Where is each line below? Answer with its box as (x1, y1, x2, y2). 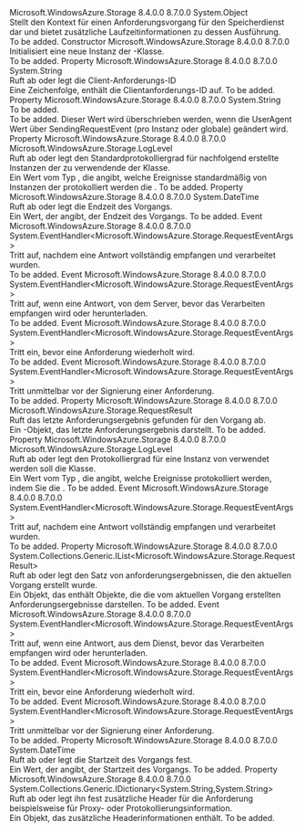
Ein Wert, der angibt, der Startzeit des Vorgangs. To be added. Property (9, 764, 278, 774)
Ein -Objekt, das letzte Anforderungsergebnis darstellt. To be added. (9, 425, 266, 435)
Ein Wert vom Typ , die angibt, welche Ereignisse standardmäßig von (9, 172, 267, 183)
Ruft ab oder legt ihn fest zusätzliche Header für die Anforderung (9, 793, 253, 804)
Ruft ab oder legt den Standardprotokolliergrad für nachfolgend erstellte (9, 153, 280, 163)
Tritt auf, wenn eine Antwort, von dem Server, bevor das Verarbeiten (9, 299, 266, 309)
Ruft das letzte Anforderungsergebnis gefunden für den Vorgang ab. (9, 415, 266, 426)
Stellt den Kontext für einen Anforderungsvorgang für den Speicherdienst (9, 16, 285, 27)
